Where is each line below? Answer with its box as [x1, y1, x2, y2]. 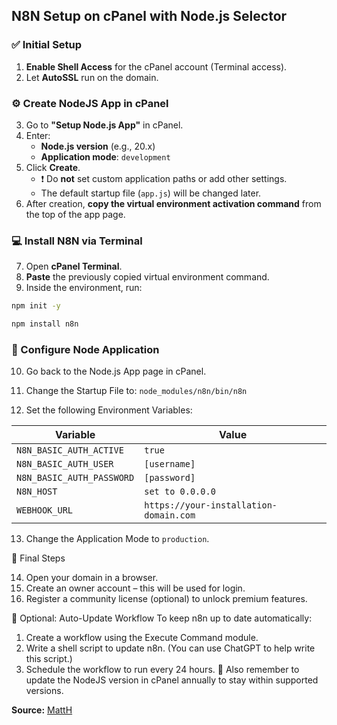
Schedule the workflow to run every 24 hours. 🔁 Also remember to [25, 664, 300, 676]
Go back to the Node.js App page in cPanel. [25, 365, 207, 378]
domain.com [144, 510, 196, 521]
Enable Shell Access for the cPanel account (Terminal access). [25, 60, 288, 73]
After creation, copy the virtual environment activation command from [25, 197, 322, 209]
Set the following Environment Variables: [25, 404, 193, 416]
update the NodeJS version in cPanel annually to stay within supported [25, 674, 319, 686]
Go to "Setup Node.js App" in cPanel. [25, 119, 184, 131]
